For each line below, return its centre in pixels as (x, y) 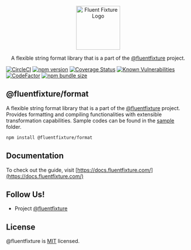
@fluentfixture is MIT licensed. (43, 241)
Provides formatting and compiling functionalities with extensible (84, 114)
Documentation (35, 156)
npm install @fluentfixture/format (49, 138)
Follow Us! (25, 194)
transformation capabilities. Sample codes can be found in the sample (90, 121)
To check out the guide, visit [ (42, 170)
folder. (14, 126)
